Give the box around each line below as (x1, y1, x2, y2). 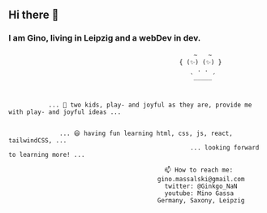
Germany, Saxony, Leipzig (157, 196, 245, 204)
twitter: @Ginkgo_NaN (164, 182, 238, 190)
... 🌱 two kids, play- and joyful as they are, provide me (48, 101, 252, 109)
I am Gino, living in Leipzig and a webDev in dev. (8, 33, 201, 44)
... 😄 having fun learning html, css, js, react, (59, 129, 233, 137)
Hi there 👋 (8, 8, 59, 22)
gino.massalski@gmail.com (157, 175, 245, 183)
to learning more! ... (8, 150, 85, 159)
